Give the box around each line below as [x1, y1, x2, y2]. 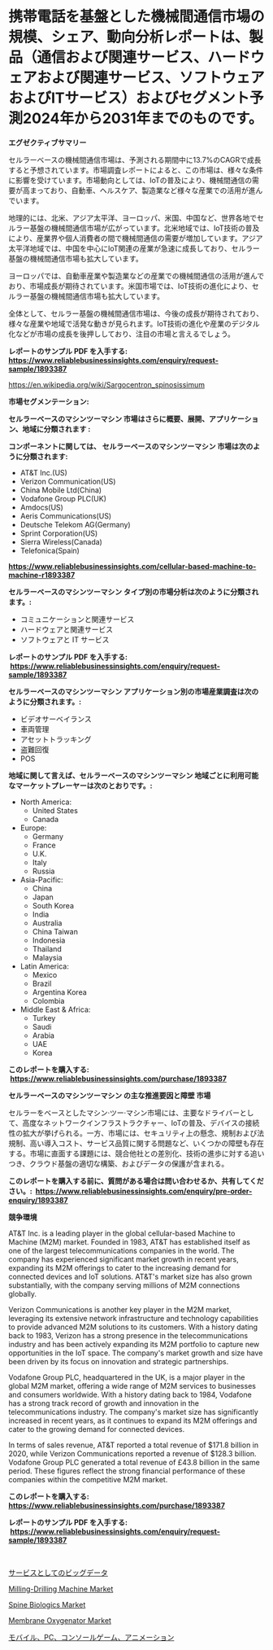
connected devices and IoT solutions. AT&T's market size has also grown [8, 1271, 253, 1281]
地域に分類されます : [22, 424, 91, 434]
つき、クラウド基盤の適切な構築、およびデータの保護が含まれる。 [8, 1158, 229, 1168]
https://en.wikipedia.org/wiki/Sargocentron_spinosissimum [8, 379, 206, 389]
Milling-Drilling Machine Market [8, 1584, 114, 1594]
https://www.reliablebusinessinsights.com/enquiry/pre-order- [35, 1186, 253, 1196]
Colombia [32, 996, 65, 1005]
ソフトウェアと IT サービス [19, 634, 110, 644]
